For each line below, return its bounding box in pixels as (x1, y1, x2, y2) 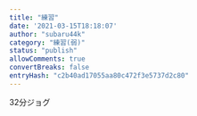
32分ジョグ (9, 96, 51, 107)
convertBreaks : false (9, 63, 90, 72)
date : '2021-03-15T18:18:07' (9, 21, 118, 30)
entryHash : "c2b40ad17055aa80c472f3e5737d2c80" (9, 71, 190, 80)
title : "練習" (9, 12, 60, 22)
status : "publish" (9, 46, 78, 55)
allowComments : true (9, 54, 86, 63)
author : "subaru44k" (9, 29, 86, 38)
